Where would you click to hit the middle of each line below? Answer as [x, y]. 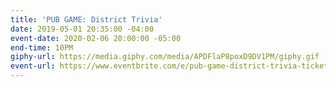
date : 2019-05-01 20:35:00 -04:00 [82, 29]
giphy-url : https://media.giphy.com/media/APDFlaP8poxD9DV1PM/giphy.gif [165, 57]
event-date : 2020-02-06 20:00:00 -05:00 [96, 38]
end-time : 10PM [42, 47]
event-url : [33, 66]
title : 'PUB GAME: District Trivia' [86, 19]
